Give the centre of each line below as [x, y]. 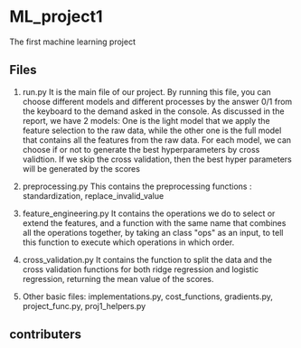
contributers [45, 335]
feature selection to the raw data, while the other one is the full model [152, 130]
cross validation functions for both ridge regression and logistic [141, 269]
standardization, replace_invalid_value [93, 195]
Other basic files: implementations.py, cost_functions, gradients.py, [148, 296]
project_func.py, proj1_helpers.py [84, 306]
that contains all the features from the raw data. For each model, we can [157, 140]
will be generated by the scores [81, 168]
